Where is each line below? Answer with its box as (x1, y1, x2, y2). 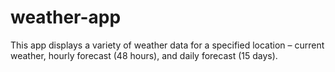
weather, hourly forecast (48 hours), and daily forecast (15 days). (10, 49, 278, 61)
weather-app (10, 6, 122, 29)
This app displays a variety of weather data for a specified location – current (10, 39, 325, 51)
